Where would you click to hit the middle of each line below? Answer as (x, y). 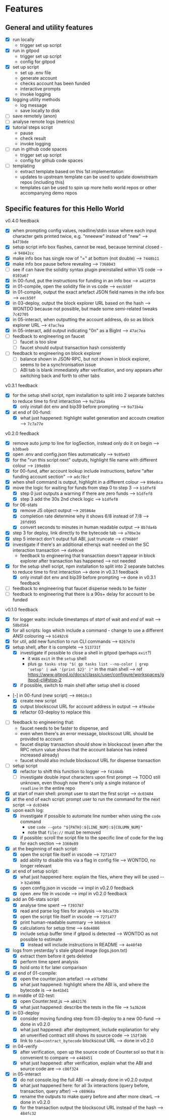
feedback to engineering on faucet (48, 336)
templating (24, 166)
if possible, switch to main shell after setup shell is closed (80, 685)
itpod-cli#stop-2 (45, 680)
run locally (23, 39)
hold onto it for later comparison (53, 968)
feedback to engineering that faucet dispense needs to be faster (79, 588)
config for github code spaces (51, 160)
